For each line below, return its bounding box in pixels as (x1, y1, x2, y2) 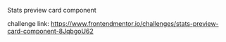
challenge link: (7, 20, 49, 27)
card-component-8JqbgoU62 (7, 27, 94, 35)
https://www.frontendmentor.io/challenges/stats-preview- (50, 20, 220, 27)
